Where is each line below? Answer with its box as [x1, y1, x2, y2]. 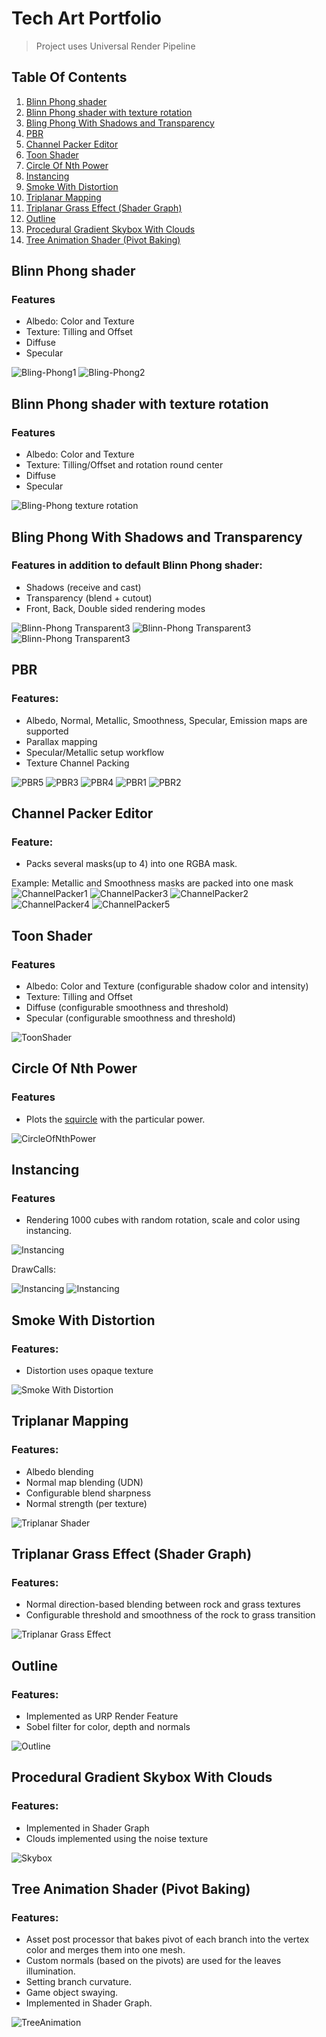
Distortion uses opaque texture [25, 1364, 154, 1376]
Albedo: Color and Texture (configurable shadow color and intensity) [25, 980, 309, 992]
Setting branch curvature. [25, 1976, 132, 1988]
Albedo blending [25, 1465, 94, 1477]
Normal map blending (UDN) [25, 1476, 144, 1488]
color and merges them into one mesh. [25, 1944, 186, 1956]
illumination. [25, 1965, 76, 1977]
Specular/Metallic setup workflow [25, 746, 165, 758]
